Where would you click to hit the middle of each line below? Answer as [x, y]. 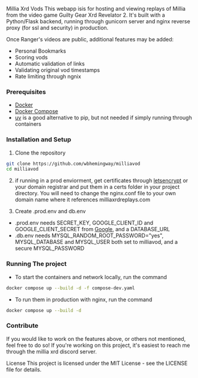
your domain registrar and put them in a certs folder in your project [97, 187]
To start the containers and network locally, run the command [91, 277]
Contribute [22, 326]
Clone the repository [40, 153]
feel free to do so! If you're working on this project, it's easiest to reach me [98, 345]
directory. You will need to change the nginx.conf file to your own [95, 193]
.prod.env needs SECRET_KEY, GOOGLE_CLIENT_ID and [84, 223]
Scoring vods [31, 57]
